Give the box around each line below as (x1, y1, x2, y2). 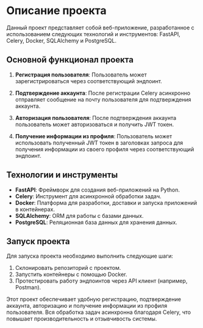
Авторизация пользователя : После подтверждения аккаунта (15, 114, 177, 121)
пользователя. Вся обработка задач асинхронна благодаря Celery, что (6, 308, 191, 316)
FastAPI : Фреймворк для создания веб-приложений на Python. (15, 186, 180, 193)
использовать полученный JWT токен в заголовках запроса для (15, 139, 183, 146)
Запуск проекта (6, 236, 70, 247)
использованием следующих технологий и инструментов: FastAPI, (6, 30, 181, 37)
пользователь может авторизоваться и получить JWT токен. (15, 121, 174, 128)
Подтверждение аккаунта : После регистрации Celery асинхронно (15, 89, 191, 97)
